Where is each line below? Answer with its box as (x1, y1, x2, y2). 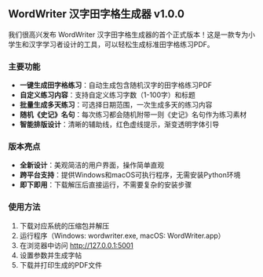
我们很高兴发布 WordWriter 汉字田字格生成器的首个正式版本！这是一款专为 (8, 30, 249, 39)
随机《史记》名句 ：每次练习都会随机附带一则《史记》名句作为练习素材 (19, 110, 247, 119)
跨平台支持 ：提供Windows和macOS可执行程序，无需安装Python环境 (19, 170, 241, 180)
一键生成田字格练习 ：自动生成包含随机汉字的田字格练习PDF (19, 81, 213, 90)
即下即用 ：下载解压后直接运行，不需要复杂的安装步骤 (19, 180, 192, 190)
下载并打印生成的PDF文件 (19, 260, 103, 269)
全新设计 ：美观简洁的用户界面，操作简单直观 (19, 160, 165, 170)
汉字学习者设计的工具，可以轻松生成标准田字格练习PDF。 (28, 39, 214, 49)
